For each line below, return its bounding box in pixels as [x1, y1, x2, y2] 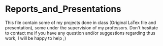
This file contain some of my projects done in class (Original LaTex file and [5, 20, 156, 25]
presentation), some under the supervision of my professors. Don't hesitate [5, 24, 158, 30]
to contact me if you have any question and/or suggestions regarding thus [5, 30, 156, 36]
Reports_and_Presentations [5, 3, 122, 15]
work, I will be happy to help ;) [5, 35, 66, 41]
